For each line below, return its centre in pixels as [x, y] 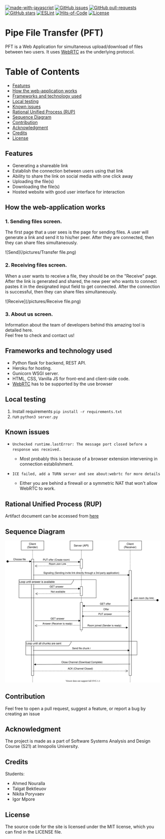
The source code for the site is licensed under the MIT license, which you [80, 827]
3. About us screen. [29, 314]
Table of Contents [42, 72]
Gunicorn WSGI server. [35, 373]
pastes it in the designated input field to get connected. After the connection [82, 286]
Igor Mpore [24, 799]
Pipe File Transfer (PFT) [54, 33]
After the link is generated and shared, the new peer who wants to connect [81, 281]
